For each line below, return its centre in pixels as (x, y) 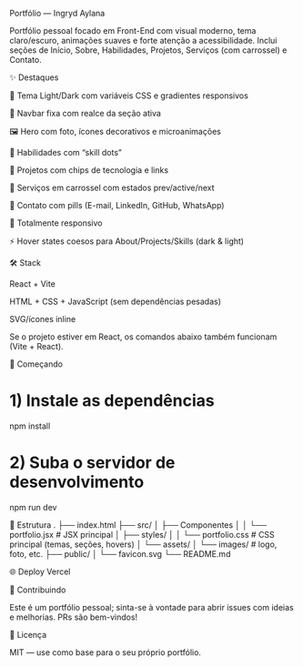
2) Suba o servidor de (92, 463)
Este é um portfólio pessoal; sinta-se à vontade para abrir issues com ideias (151, 607)
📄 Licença (28, 634)
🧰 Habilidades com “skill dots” (66, 152)
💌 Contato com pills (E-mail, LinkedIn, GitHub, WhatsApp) (117, 205)
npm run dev (33, 507)
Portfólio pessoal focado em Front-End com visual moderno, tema (133, 30)
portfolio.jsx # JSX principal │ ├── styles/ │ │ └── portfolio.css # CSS (142, 534)
